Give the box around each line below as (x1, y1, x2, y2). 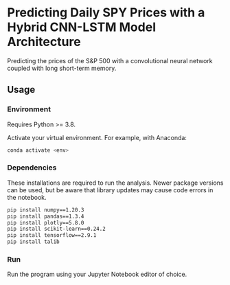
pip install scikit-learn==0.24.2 (7, 225, 106, 233)
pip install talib (7, 238, 60, 245)
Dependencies (7, 163, 57, 172)
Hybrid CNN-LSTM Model (7, 19, 157, 35)
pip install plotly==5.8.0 (7, 219, 84, 226)
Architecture (7, 34, 81, 49)
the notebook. (7, 193, 47, 201)
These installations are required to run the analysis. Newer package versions (7, 179, 224, 187)
